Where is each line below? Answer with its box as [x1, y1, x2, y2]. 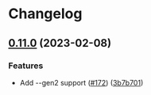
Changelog [8, 5, 83, 23]
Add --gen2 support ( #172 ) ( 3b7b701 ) [19, 78, 144, 87]
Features [8, 60, 44, 71]
